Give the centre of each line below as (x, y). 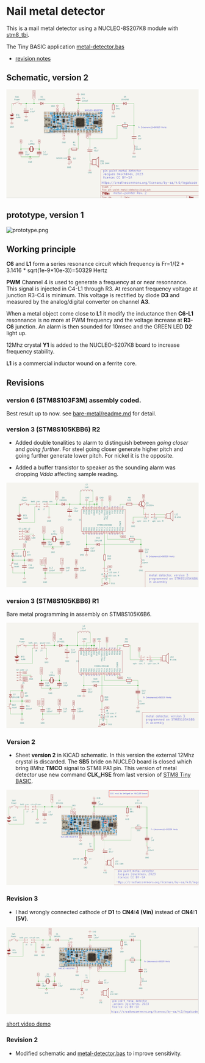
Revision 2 (22, 1040)
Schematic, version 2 (48, 78)
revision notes (33, 58)
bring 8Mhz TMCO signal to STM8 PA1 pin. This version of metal (96, 768)
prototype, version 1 (45, 215)
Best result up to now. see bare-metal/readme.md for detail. (81, 414)
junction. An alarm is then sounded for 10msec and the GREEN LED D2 (103, 327)
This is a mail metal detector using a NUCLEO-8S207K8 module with (92, 28)
